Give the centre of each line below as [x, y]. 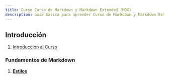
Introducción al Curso [35, 47]
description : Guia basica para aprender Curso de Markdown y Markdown [81, 15]
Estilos [20, 71]
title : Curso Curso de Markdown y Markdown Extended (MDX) [68, 10]
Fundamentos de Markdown [40, 60]
